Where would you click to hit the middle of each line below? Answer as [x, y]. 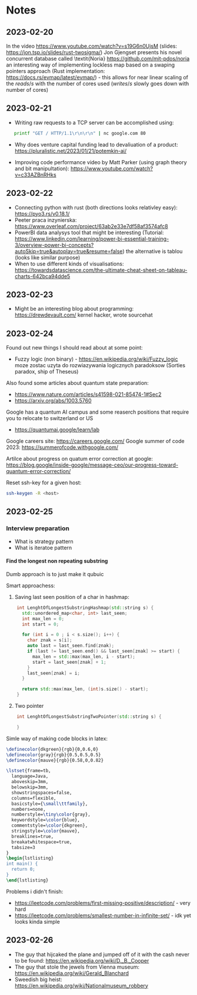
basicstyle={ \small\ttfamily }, [50, 804]
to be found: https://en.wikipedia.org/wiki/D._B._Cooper [82, 960]
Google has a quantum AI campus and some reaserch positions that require [98, 412]
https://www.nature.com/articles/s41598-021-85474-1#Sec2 [88, 394]
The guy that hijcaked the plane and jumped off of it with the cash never [102, 954]
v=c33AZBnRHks [36, 175]
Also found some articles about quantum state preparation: [77, 383]
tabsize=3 [23, 847]
